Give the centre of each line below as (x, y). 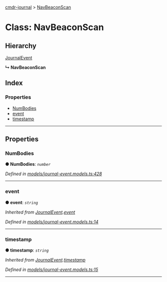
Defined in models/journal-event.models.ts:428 (54, 174)
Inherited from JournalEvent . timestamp (45, 260)
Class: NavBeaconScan (55, 27)
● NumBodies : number (28, 164)
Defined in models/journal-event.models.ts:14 (52, 222)
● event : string (22, 202)
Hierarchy (21, 46)
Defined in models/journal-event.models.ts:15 (52, 270)
